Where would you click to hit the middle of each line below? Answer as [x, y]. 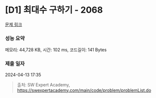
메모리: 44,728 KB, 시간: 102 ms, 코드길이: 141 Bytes [56, 50]
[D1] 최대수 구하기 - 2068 [54, 10]
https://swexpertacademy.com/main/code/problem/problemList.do [84, 90]
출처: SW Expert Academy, [43, 85]
